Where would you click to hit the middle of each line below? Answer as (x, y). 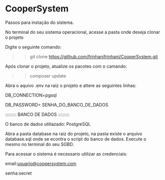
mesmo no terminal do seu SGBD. (40, 144)
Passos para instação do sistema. (40, 22)
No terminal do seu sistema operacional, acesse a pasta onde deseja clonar (83, 32)
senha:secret (19, 173)
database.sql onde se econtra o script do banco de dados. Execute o (76, 139)
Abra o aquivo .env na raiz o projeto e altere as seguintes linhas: (71, 86)
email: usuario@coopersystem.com (41, 163)
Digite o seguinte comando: (33, 47)
